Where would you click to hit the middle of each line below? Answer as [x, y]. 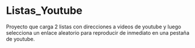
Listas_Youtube [44, 11]
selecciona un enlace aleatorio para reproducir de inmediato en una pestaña [98, 32]
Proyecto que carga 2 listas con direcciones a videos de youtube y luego [94, 27]
